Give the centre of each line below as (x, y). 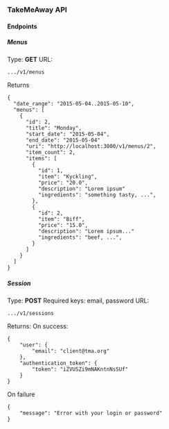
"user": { (34, 345)
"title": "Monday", (53, 128)
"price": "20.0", (63, 183)
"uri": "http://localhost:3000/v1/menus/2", (91, 146)
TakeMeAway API (37, 10)
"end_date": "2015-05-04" (63, 140)
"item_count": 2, (51, 153)
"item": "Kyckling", (68, 177)
